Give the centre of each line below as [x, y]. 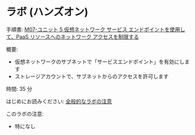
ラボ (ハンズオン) [47, 12]
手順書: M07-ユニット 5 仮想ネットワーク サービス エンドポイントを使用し [96, 29]
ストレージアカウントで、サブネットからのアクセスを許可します [92, 76]
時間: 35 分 [19, 89]
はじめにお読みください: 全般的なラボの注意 [59, 101]
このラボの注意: [25, 114]
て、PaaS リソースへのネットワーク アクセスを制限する [73, 36]
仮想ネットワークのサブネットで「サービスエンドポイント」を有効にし [100, 62]
